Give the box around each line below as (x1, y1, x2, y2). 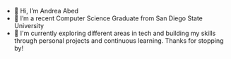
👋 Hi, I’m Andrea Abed (13, 7, 79, 15)
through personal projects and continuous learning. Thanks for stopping (13, 37, 224, 45)
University (13, 22, 45, 29)
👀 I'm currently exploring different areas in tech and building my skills (13, 29, 216, 37)
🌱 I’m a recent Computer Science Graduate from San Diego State (13, 14, 203, 22)
